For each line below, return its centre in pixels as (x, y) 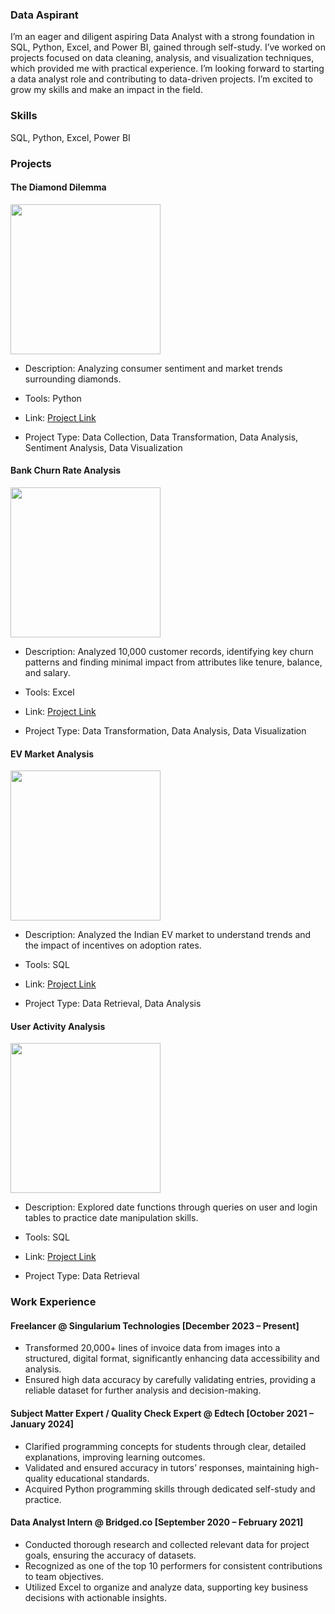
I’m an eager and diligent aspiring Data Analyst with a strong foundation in (162, 37)
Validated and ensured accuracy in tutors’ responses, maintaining (159, 1467)
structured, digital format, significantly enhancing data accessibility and (172, 1359)
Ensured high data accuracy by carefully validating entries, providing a (170, 1380)
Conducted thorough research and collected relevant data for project (167, 1544)
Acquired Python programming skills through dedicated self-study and (170, 1489)
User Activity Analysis (58, 1026)
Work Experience (53, 1302)
